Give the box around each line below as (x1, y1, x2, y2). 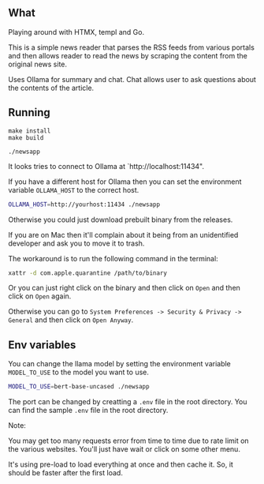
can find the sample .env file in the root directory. (8, 406, 169, 415)
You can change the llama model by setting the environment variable (8, 359, 231, 369)
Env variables (8, 338, 76, 351)
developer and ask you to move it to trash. (8, 238, 145, 248)
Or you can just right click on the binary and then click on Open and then (8, 283, 240, 293)
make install (8, 126, 51, 135)
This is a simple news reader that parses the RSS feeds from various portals (8, 43, 255, 52)
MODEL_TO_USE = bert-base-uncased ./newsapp (8, 383, 150, 391)
